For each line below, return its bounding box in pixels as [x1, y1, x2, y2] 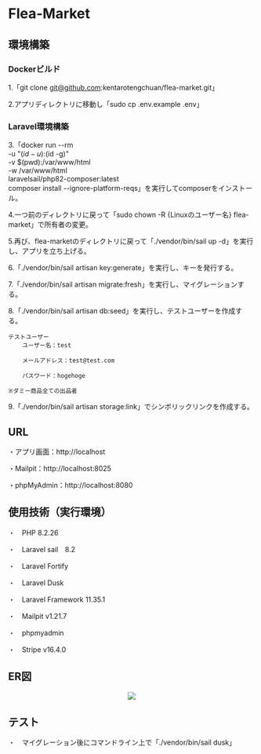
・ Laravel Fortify [8, 561, 69, 570]
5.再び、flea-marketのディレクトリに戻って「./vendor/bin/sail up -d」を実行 [8, 236, 254, 246]
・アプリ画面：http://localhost [8, 447, 106, 456]
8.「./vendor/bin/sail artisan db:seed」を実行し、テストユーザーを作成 [8, 306, 236, 316]
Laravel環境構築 [8, 121, 69, 132]
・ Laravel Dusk [8, 578, 64, 587]
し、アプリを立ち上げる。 [8, 247, 91, 256]
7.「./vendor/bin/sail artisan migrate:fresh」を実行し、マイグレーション [8, 280, 237, 289]
